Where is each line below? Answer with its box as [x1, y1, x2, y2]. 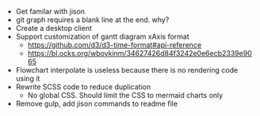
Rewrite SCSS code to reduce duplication [15, 82, 151, 92]
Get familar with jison [15, 7, 86, 16]
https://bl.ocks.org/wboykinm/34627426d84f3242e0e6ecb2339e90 [27, 49, 252, 58]
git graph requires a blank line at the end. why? [15, 15, 170, 24]
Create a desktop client [15, 24, 93, 32]
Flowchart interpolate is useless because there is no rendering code [15, 65, 239, 74]
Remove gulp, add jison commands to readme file [15, 99, 178, 108]
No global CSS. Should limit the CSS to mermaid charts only [27, 91, 224, 99]
